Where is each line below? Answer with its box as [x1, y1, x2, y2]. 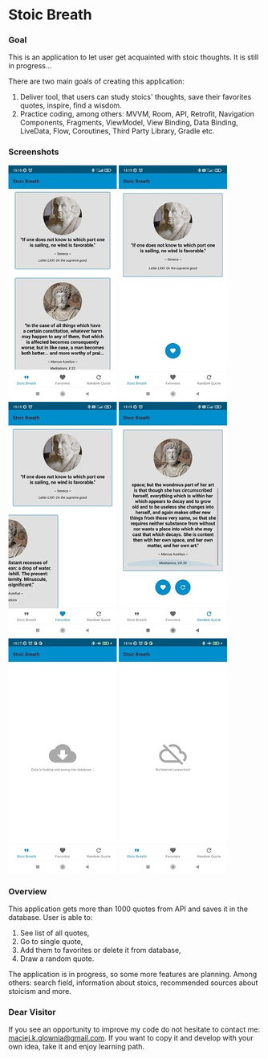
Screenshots [8, 146, 59, 157]
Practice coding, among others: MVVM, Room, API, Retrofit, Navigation [19, 109, 255, 119]
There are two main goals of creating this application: [8, 76, 185, 86]
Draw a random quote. [19, 954, 95, 963]
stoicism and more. [8, 987, 72, 996]
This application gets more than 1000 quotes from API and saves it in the [8, 904, 249, 914]
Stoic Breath [8, 6, 92, 24]
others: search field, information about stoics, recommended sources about [8, 978, 258, 987]
